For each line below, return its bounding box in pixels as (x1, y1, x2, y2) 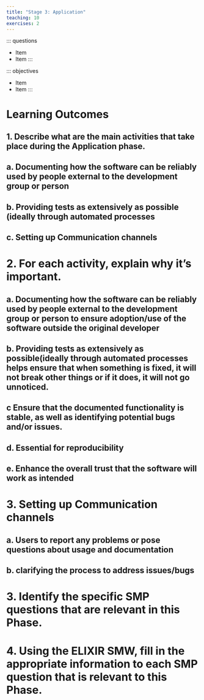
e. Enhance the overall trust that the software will (6, 464, 197, 474)
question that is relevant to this (6, 670, 167, 683)
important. (6, 270, 62, 284)
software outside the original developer (6, 323, 160, 333)
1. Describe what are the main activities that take (6, 131, 195, 141)
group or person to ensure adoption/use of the (6, 313, 187, 323)
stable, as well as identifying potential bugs (6, 412, 175, 423)
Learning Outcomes (6, 107, 109, 121)
